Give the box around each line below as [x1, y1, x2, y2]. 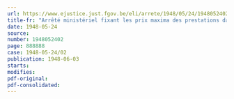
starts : [7, 62, 30, 69]
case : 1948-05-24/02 [7, 49, 68, 56]
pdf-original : [7, 75, 49, 82]
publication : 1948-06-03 [7, 56, 79, 63]
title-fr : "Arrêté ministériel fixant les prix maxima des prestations [7, 17, 219, 24]
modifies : [7, 68, 36, 75]
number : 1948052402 [7, 36, 64, 43]
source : [7, 29, 30, 37]
